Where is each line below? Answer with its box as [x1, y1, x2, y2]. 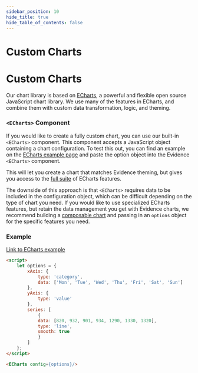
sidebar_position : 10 [6, 8, 60, 15]
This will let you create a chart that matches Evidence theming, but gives [6, 169, 183, 176]
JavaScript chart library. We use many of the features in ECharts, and [6, 98, 174, 105]
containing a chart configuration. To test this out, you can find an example [6, 145, 186, 152]
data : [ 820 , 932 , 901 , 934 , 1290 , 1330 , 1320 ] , [37, 318, 157, 323]
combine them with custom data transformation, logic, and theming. [6, 104, 171, 111]
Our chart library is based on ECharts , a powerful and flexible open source [6, 91, 187, 99]
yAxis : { [27, 290, 49, 296]
